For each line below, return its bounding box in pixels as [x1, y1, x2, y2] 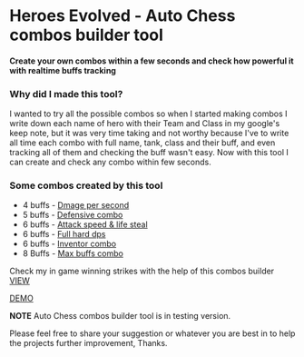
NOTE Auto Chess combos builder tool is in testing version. [9, 311, 231, 322]
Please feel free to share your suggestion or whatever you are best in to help [9, 328, 296, 339]
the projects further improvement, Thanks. [9, 338, 168, 349]
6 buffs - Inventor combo [22, 238, 117, 250]
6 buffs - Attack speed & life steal [22, 219, 148, 230]
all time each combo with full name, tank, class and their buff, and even [9, 137, 276, 148]
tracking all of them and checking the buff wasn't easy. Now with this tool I [9, 147, 289, 158]
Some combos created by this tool [9, 179, 163, 192]
